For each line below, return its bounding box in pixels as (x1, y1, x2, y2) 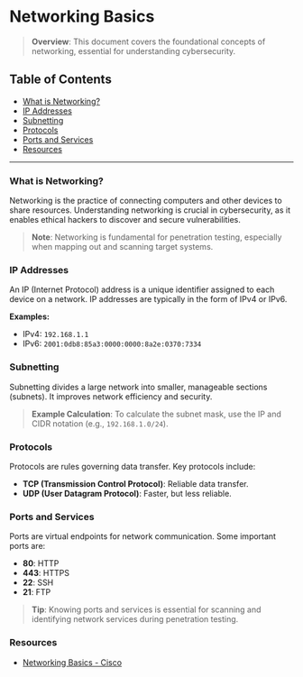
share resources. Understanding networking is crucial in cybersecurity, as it (9, 205, 291, 215)
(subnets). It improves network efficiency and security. (9, 390, 213, 402)
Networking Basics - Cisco (22, 656, 123, 668)
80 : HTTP (22, 558, 60, 569)
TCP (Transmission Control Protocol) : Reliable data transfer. (22, 478, 249, 489)
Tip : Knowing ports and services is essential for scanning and (31, 604, 262, 615)
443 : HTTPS (22, 568, 70, 579)
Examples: (9, 311, 50, 322)
